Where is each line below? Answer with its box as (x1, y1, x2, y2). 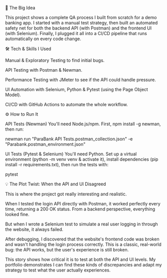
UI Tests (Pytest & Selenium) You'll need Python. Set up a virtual (5, 151, 137, 157)
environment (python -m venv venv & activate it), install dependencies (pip (5, 156, 159, 162)
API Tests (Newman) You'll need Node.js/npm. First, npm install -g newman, (5, 121, 161, 127)
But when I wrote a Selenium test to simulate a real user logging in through (5, 221, 158, 227)
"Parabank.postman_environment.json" (5, 141, 86, 147)
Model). (5, 92, 21, 98)
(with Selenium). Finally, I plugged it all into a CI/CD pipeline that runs (5, 31, 147, 36)
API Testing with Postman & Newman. (5, 67, 83, 73)
